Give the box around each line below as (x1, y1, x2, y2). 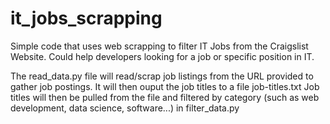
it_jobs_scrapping (10, 7, 163, 30)
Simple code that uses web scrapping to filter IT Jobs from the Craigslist (10, 40, 309, 52)
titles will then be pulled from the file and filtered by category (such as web (10, 91, 320, 103)
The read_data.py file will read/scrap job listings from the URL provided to (10, 70, 314, 82)
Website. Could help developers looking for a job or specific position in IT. (10, 50, 315, 62)
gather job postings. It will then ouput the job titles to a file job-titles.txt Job (10, 80, 320, 92)
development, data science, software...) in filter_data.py (10, 102, 240, 114)
